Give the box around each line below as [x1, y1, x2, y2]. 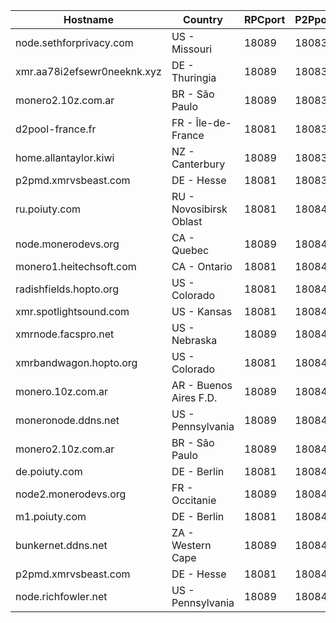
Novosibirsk [171, 202, 228, 216]
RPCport [243, 13, 286, 26]
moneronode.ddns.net [15, 414, 120, 427]
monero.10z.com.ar [15, 385, 108, 398]
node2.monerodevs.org [15, 487, 127, 501]
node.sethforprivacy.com [15, 36, 134, 49]
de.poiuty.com [15, 465, 83, 478]
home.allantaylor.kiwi [15, 151, 115, 164]
